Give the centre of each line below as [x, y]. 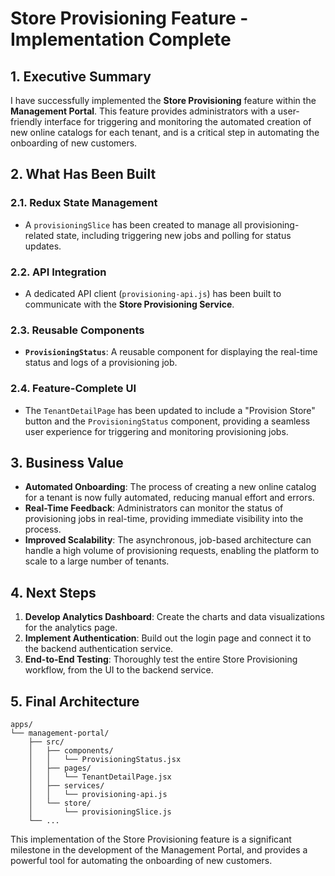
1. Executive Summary [81, 76]
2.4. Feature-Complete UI [73, 389]
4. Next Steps [53, 592]
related [39, 235]
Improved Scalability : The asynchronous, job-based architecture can [168, 540]
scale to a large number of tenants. [97, 561]
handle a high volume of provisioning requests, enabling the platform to [172, 551]
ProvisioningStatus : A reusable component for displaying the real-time [171, 352]
